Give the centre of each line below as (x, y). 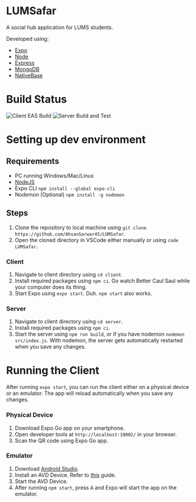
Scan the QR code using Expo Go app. (61, 440)
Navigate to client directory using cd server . (69, 321)
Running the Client (53, 371)
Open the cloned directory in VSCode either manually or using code (97, 240)
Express (25, 63)
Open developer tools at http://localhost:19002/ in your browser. (96, 434)
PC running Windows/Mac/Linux (54, 175)
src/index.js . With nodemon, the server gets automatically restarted (99, 340)
